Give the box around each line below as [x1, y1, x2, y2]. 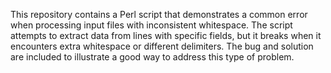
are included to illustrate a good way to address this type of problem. [10, 51, 295, 63]
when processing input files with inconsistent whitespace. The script [10, 19, 293, 31]
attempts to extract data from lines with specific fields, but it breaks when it [10, 30, 322, 41]
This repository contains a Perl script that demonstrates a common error [10, 9, 308, 20]
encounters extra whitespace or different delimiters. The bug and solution [10, 40, 314, 52]
